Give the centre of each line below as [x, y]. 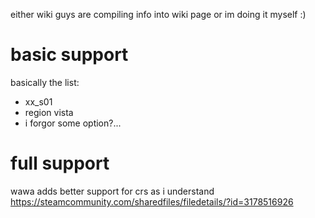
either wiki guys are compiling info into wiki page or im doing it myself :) [158, 14]
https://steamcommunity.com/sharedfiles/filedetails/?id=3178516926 [152, 201]
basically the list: [45, 82]
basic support [69, 55]
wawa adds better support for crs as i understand [112, 191]
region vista [49, 112]
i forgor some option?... [73, 123]
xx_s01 [38, 101]
